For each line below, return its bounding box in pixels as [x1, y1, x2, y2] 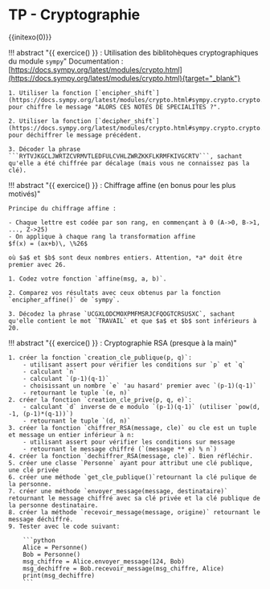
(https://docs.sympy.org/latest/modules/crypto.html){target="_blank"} [8, 73, 241, 83]
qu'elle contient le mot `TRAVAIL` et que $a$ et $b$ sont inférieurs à [8, 317, 257, 325]
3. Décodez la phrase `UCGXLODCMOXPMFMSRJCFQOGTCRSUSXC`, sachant [8, 309, 235, 318]
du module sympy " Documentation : [8, 56, 124, 66]
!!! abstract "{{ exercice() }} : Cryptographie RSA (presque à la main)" [8, 337, 237, 347]
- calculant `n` [22, 367, 78, 375]
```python [22, 536, 56, 544]
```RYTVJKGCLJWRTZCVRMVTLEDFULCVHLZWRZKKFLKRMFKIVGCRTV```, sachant [8, 152, 243, 160]
